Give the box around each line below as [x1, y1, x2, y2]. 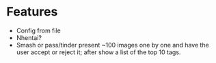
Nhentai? [16, 33, 42, 41]
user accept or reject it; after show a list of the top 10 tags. [16, 48, 181, 56]
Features [6, 4, 58, 20]
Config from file [16, 26, 61, 35]
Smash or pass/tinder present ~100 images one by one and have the [16, 41, 209, 49]
